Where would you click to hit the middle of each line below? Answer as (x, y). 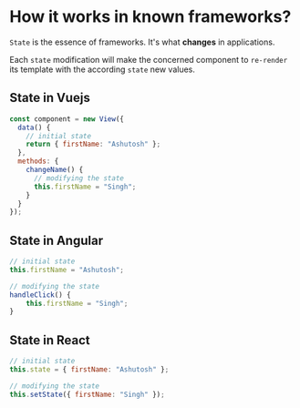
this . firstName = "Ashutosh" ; (67, 270)
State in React (50, 340)
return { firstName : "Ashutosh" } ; (93, 144)
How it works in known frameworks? (150, 17)
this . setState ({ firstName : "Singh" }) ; (88, 394)
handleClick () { (40, 295)
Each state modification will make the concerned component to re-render (149, 59)
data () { (34, 127)
